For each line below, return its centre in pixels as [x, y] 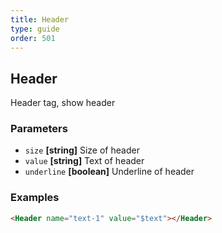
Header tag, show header [63, 103]
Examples [35, 198]
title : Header [40, 19]
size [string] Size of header [82, 150]
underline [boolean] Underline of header [109, 172]
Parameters [39, 129]
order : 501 [33, 38]
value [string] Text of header [84, 161]
